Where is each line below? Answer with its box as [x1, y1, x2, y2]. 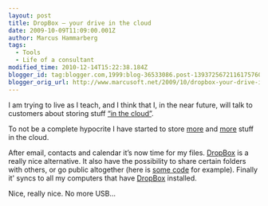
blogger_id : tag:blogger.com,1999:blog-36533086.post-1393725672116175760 [8, 71, 262, 79]
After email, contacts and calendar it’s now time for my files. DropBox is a [8, 148, 249, 157]
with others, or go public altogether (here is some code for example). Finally [8, 165, 258, 174]
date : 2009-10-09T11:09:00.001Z [8, 26, 116, 34]
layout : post [8, 11, 52, 20]
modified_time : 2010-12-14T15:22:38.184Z [8, 64, 148, 72]
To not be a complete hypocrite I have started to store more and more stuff [8, 124, 254, 134]
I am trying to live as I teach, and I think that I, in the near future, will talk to [8, 100, 253, 110]
